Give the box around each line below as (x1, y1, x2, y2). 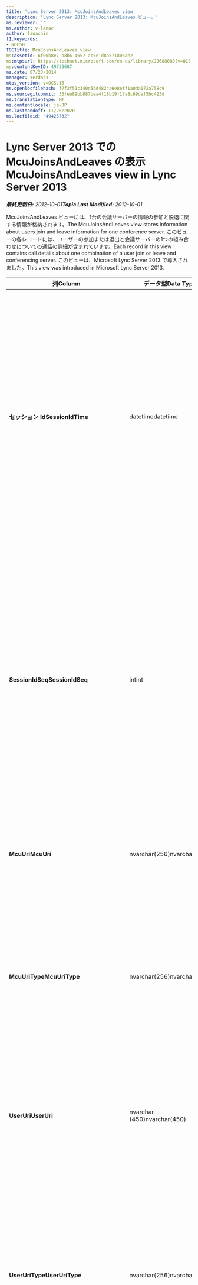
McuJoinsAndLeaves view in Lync (6, 168, 177, 181)
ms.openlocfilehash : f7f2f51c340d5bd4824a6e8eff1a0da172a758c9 (6, 86, 165, 92)
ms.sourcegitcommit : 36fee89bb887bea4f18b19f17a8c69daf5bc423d (6, 91, 165, 97)
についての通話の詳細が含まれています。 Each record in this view (16, 243, 172, 250)
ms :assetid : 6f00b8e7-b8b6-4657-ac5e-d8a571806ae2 (6, 53, 133, 59)
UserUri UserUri (9, 1112, 53, 1120)
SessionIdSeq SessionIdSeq (9, 676, 88, 684)
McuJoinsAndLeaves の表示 (6, 155, 146, 168)
